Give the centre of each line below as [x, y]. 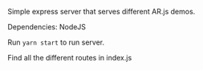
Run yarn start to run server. [56, 42]
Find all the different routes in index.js [70, 58]
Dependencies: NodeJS [47, 27]
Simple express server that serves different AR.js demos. [101, 12]
